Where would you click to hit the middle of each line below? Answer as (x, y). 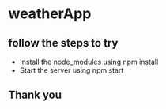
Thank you (35, 95)
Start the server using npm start (72, 70)
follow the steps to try (63, 43)
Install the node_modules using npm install (89, 62)
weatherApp (50, 14)
